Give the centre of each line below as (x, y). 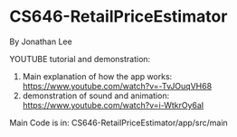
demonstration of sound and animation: (96, 96)
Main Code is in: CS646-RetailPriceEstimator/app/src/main (118, 123)
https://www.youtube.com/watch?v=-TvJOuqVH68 (117, 86)
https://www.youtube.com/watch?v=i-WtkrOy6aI (113, 105)
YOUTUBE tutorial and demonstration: (80, 59)
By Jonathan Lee (41, 41)
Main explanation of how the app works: (97, 76)
